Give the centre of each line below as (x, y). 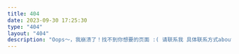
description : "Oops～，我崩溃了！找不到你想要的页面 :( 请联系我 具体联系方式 (113, 40)
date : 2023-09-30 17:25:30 (47, 20)
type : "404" (25, 27)
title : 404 (23, 14)
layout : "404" (28, 33)
